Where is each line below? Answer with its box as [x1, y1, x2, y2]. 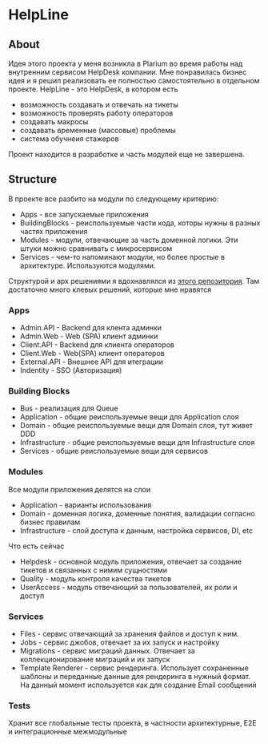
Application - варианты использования [19, 499, 152, 510]
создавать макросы [19, 117, 89, 126]
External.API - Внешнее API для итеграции [19, 357, 164, 366]
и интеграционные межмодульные [8, 727, 128, 737]
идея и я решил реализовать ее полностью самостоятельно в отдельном [8, 76, 260, 85]
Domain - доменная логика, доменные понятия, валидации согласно [19, 508, 255, 518]
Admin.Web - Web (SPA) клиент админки [19, 331, 158, 342]
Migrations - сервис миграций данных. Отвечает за [19, 646, 196, 655]
